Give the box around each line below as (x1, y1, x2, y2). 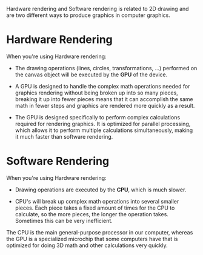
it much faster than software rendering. (15, 133, 113, 140)
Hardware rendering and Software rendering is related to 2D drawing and (6, 5, 189, 12)
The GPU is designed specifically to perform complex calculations (15, 113, 181, 121)
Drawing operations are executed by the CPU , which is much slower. (15, 186, 187, 193)
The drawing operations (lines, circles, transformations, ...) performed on (15, 64, 198, 71)
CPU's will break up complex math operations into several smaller (15, 197, 179, 205)
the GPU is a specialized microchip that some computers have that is (6, 235, 178, 242)
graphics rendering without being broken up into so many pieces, (15, 89, 179, 96)
